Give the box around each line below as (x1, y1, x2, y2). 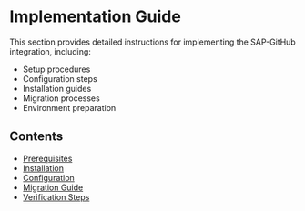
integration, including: (9, 45, 91, 56)
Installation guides (22, 83, 92, 94)
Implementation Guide (9, 6, 182, 27)
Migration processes (22, 93, 100, 104)
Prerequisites (22, 153, 73, 164)
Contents (9, 129, 64, 145)
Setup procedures (22, 64, 91, 75)
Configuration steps (22, 73, 97, 84)
